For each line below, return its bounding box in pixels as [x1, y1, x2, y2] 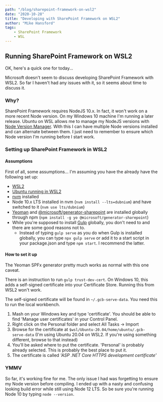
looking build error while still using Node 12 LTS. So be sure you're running [5, 386, 154, 392]
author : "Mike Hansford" [5, 20, 55, 26]
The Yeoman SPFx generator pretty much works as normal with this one [5, 262, 149, 268]
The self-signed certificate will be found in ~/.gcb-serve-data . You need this [5, 297, 158, 302]
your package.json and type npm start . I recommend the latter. [19, 240, 145, 246]
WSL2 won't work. [5, 287, 42, 293]
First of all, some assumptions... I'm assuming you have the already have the [5, 169, 158, 175]
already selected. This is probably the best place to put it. [12, 347, 127, 353]
